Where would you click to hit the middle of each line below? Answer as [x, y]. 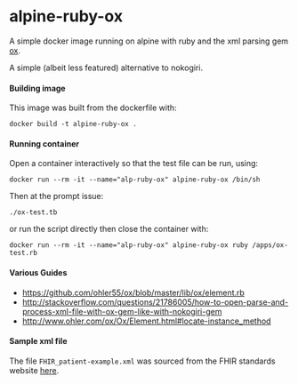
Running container [44, 143]
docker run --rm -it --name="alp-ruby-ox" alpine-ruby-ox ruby [129, 245]
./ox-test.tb [33, 212]
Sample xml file [38, 341]
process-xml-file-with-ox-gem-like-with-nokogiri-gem [122, 311]
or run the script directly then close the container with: [109, 229]
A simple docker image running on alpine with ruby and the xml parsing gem [149, 41]
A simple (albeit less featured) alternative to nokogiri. [106, 68]
